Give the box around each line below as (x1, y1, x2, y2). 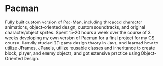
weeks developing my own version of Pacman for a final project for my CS (5, 35, 155, 41)
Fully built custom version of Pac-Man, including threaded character (5, 19, 143, 25)
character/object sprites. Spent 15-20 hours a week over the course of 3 (5, 29, 151, 35)
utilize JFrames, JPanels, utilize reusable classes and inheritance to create (5, 45, 155, 51)
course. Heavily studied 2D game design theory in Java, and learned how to (5, 40, 158, 45)
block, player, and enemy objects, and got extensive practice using (5, 50, 140, 56)
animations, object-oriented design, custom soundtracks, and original (5, 24, 145, 30)
